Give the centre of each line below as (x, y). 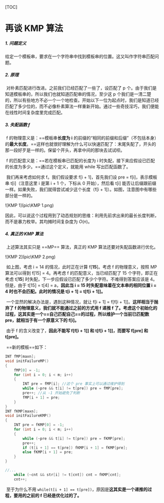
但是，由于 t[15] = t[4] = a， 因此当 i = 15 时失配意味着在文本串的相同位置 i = (81, 285)
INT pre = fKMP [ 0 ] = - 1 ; (39, 425)
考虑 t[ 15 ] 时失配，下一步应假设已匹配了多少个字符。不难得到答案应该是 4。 (81, 279)
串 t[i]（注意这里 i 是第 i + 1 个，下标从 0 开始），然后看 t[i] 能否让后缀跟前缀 (81, 183)
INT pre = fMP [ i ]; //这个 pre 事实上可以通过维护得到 (73, 384)
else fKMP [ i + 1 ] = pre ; (48, 452)
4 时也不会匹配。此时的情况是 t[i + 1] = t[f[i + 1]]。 (55, 292)
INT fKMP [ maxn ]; (21, 411)
